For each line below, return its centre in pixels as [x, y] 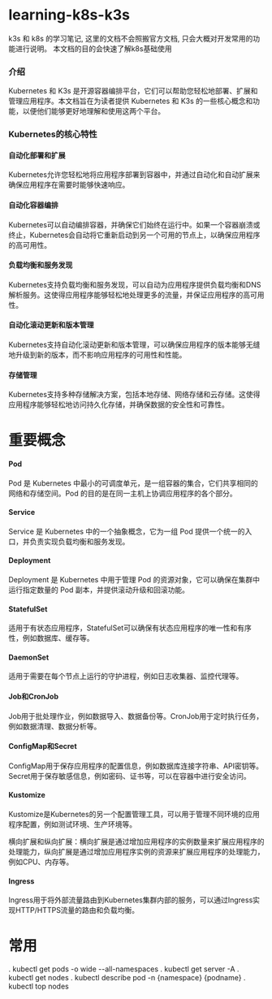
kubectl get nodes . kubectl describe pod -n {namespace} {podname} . [127, 978]
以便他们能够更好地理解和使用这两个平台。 [93, 111]
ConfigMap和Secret [43, 746]
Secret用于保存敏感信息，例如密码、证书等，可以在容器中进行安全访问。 [130, 776]
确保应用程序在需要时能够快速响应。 [69, 185]
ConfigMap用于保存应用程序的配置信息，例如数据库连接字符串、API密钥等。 [136, 766]
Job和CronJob [34, 696]
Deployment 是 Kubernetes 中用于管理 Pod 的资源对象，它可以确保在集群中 [134, 579]
